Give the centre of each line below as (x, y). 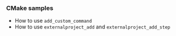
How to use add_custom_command (53, 21)
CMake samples (30, 8)
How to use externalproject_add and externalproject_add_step (92, 27)
